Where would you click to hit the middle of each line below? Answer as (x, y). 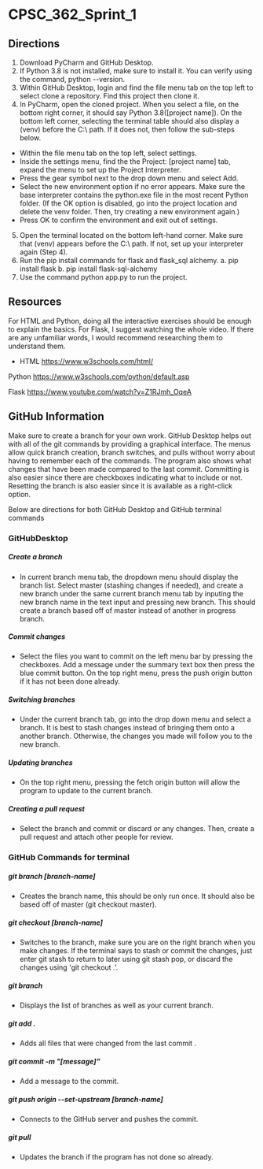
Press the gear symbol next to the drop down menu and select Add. (129, 178)
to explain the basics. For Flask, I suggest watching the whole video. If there (131, 329)
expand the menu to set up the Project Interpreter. (100, 170)
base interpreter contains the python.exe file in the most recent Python (134, 195)
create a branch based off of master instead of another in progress (128, 610)
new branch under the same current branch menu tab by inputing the (131, 593)
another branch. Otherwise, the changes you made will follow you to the (136, 736)
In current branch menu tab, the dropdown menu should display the (129, 577)
